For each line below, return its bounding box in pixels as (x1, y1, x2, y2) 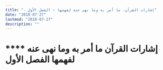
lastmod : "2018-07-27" (5, 17, 53, 22)
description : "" (5, 21, 39, 27)
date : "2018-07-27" (5, 12, 46, 17)
